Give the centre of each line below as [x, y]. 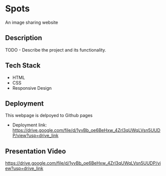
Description [24, 38]
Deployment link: [29, 125]
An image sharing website [32, 22]
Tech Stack [23, 66]
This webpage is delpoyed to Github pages [49, 116]
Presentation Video [35, 151]
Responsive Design [32, 88]
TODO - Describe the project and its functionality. [56, 50]
